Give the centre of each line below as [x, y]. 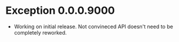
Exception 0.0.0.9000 [60, 11]
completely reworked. [40, 32]
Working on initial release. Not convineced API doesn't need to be [94, 26]
